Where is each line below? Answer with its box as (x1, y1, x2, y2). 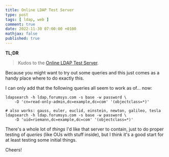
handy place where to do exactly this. (5, 75, 84, 81)
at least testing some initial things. (5, 137, 77, 143)
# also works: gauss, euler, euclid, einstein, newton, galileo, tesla (5, 108, 161, 113)
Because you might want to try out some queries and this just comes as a (5, 69, 160, 75)
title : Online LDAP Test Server (5, 7, 74, 13)
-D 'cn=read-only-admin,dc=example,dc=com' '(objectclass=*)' (14, 99, 150, 104)
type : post (5, 12, 29, 17)
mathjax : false (5, 31, 38, 36)
